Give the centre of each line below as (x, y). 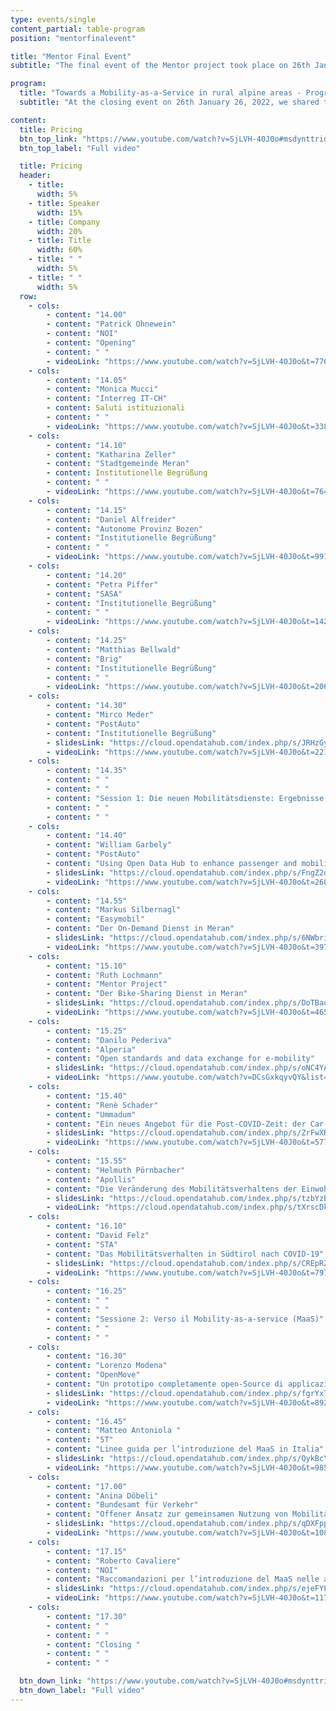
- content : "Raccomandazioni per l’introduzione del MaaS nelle (183, 1579)
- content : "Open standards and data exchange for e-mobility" (180, 1059)
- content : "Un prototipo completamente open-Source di (165, 1384)
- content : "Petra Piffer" (102, 584)
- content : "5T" (80, 1440)
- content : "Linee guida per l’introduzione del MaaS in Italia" (185, 1449)
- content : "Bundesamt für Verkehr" (122, 1505)
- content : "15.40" (87, 1096)
